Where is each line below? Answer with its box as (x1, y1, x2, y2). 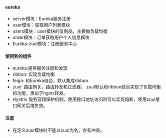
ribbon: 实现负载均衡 (12, 71, 55, 77)
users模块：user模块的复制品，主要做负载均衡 (12, 28, 108, 34)
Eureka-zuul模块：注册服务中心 (12, 40, 77, 47)
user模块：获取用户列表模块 (12, 22, 70, 28)
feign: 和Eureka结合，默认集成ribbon (12, 77, 88, 83)
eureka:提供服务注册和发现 (12, 65, 68, 71)
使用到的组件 (5, 53, 31, 59)
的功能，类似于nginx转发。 (12, 90, 68, 96)
